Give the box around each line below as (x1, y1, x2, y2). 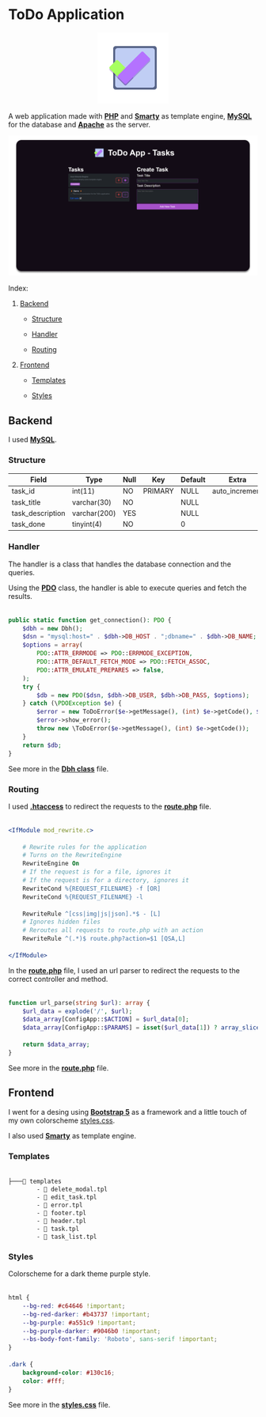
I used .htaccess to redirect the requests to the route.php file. (8, 801, 212, 811)
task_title (11, 497, 41, 507)
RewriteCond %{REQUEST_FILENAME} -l (22, 892, 144, 901)
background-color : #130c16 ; (22, 1369, 115, 1377)
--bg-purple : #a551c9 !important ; (22, 1319, 136, 1327)
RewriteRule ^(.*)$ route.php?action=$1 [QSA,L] (22, 935, 186, 943)
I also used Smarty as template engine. (8, 1131, 137, 1140)
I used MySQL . (8, 435, 57, 445)
